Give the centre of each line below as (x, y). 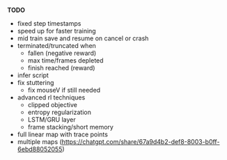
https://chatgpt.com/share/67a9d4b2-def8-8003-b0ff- (141, 142)
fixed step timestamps (49, 23)
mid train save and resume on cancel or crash (83, 38)
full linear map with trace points (62, 134)
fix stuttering (36, 82)
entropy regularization (60, 112)
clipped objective (53, 105)
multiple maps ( (40, 142)
